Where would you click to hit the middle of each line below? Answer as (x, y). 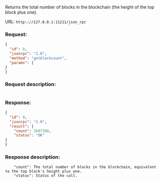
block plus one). (21, 12)
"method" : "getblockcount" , (38, 58)
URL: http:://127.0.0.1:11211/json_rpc (46, 22)
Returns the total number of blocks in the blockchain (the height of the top (80, 7)
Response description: (33, 157)
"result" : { (22, 126)
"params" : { (22, 63)
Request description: (31, 84)
